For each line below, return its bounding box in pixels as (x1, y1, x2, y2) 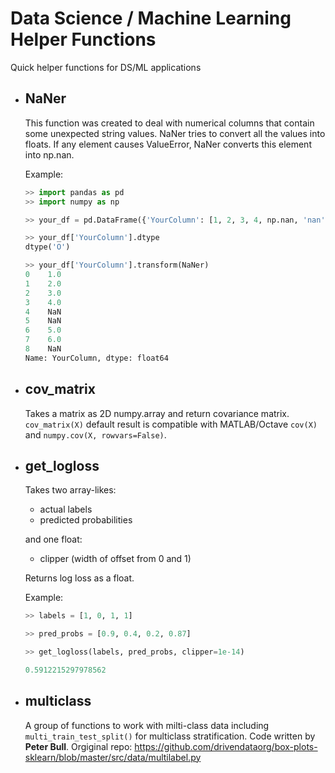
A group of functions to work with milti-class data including (24, 719, 270, 731)
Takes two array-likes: (24, 484, 117, 496)
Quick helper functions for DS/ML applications (10, 61, 202, 73)
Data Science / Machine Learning (10, 7, 292, 30)
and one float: (24, 533, 83, 546)
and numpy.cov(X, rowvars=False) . (24, 428, 167, 441)
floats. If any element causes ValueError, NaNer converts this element (24, 138, 312, 150)
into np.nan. (24, 148, 75, 161)
